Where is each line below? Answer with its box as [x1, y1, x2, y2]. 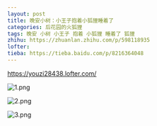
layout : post [7, 10, 46, 18]
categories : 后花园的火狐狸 [7, 23, 83, 30]
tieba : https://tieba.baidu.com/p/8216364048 [7, 50, 144, 57]
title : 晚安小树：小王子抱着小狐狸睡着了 [7, 17, 115, 24]
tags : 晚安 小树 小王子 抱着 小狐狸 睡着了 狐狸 [7, 30, 136, 38]
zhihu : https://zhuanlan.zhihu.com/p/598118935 [7, 37, 151, 44]
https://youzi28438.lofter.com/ [7, 69, 97, 78]
